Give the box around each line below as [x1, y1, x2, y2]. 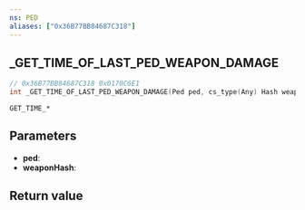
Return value [9, 188, 84, 204]
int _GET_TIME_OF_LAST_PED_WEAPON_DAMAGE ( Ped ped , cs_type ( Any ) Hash [9, 88, 279, 97]
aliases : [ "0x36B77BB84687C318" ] [9, 22, 136, 31]
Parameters [9, 129, 77, 144]
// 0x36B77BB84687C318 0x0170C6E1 [9, 79, 141, 89]
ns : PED [9, 13, 39, 23]
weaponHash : [22, 162, 77, 173]
